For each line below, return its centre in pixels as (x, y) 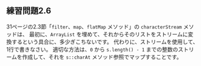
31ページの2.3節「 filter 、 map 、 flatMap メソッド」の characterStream (94, 27)
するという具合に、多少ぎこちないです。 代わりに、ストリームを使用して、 (105, 42)
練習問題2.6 (29, 11)
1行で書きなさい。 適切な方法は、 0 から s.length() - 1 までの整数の (92, 49)
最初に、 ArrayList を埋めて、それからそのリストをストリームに (108, 34)
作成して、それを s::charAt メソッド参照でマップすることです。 (102, 57)
